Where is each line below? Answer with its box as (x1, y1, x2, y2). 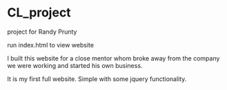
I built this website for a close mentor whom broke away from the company (7, 54, 220, 63)
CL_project (7, 5, 71, 21)
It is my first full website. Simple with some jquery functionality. (7, 74, 187, 83)
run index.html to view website (7, 41, 95, 49)
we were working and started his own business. (7, 61, 143, 69)
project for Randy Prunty (7, 27, 77, 36)
